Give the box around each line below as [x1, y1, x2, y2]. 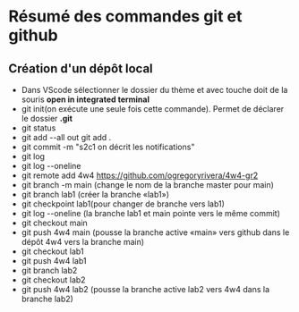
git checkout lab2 [21, 274, 86, 285]
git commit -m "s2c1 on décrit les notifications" [21, 141, 195, 152]
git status [21, 122, 56, 133]
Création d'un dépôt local [8, 61, 153, 76]
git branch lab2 [21, 266, 78, 275]
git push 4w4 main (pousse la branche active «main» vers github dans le [21, 227, 290, 238]
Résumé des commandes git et [8, 6, 243, 27]
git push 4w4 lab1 [21, 256, 87, 266]
